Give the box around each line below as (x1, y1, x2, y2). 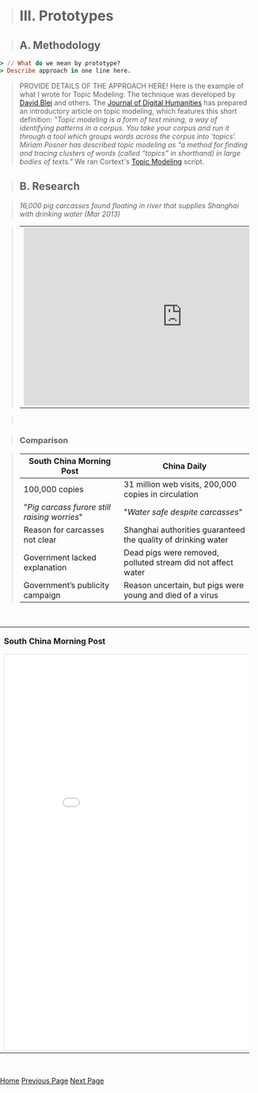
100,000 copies (23, 484, 84, 495)
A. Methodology (19, 38, 101, 51)
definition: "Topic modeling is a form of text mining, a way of (19, 115, 218, 124)
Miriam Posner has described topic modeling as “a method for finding (19, 139, 249, 150)
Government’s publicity (23, 579, 110, 590)
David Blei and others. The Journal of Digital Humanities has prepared (19, 97, 248, 107)
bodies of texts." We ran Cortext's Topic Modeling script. (19, 157, 205, 166)
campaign (23, 590, 61, 601)
